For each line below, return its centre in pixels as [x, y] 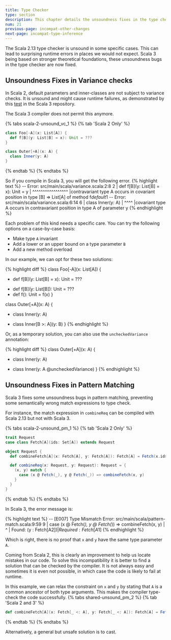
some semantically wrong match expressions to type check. [68, 403]
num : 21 [13, 24]
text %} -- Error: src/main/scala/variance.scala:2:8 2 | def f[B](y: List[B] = [82, 186]
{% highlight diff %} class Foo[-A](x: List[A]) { [53, 269]
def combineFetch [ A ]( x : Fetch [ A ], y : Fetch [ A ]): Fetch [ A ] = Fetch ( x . [85, 456]
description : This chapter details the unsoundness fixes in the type [82, 19]
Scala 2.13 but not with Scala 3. [38, 418]
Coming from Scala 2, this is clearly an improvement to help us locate [78, 555]
